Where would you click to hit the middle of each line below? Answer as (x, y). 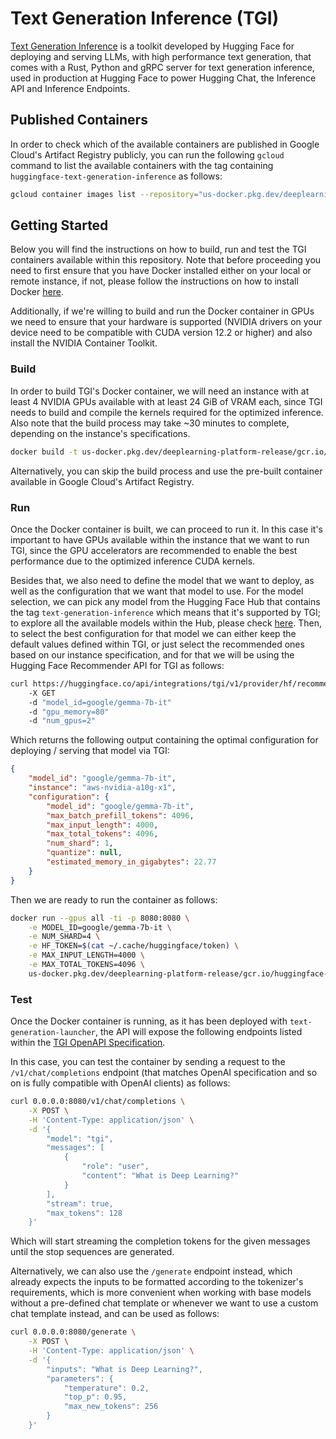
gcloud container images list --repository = (104, 194)
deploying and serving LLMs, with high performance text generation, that (161, 56)
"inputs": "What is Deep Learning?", (124, 1369)
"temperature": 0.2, (106, 1388)
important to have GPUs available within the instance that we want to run (160, 539)
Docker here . (37, 292)
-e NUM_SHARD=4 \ (64, 937)
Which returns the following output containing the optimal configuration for (164, 740)
